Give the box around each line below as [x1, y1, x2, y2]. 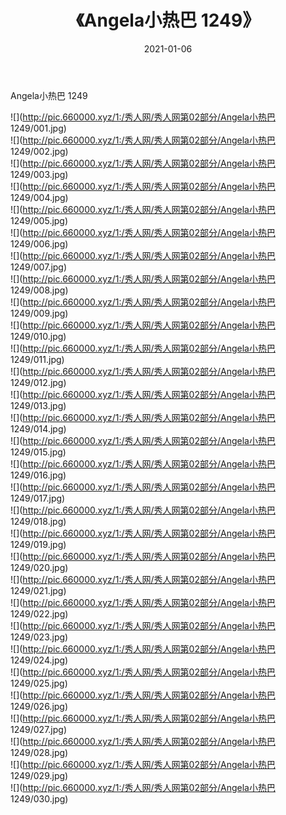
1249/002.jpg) [10, 145, 69, 157]
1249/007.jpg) [10, 261, 68, 273]
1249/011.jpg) [10, 353, 65, 365]
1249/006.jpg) [10, 237, 69, 250]
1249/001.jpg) [10, 122, 67, 134]
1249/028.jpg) [10, 746, 69, 758]
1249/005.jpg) [10, 214, 69, 226]
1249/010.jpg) [10, 330, 67, 342]
